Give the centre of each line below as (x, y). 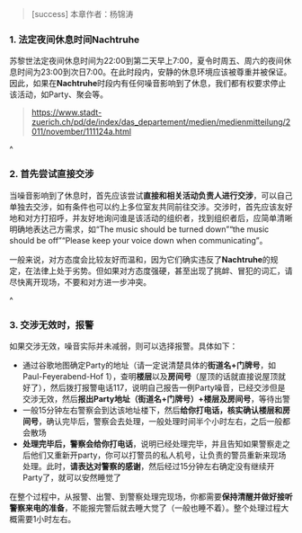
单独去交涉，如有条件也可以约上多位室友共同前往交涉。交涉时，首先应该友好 (151, 207)
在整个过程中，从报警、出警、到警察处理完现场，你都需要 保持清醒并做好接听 (151, 496)
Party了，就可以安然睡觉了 (71, 477)
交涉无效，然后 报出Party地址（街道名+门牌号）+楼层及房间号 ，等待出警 (156, 398)
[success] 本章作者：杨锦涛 (82, 14)
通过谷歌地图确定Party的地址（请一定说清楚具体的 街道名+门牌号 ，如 (149, 365)
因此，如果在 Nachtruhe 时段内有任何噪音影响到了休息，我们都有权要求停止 (148, 84)
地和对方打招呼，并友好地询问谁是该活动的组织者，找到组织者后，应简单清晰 (151, 218)
